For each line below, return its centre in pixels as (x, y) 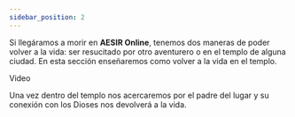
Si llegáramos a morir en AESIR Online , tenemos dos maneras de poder (140, 42)
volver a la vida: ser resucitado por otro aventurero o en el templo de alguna (147, 51)
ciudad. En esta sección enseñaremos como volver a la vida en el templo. (143, 61)
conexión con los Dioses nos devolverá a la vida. (98, 104)
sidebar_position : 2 (47, 17)
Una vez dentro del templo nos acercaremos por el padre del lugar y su (139, 95)
